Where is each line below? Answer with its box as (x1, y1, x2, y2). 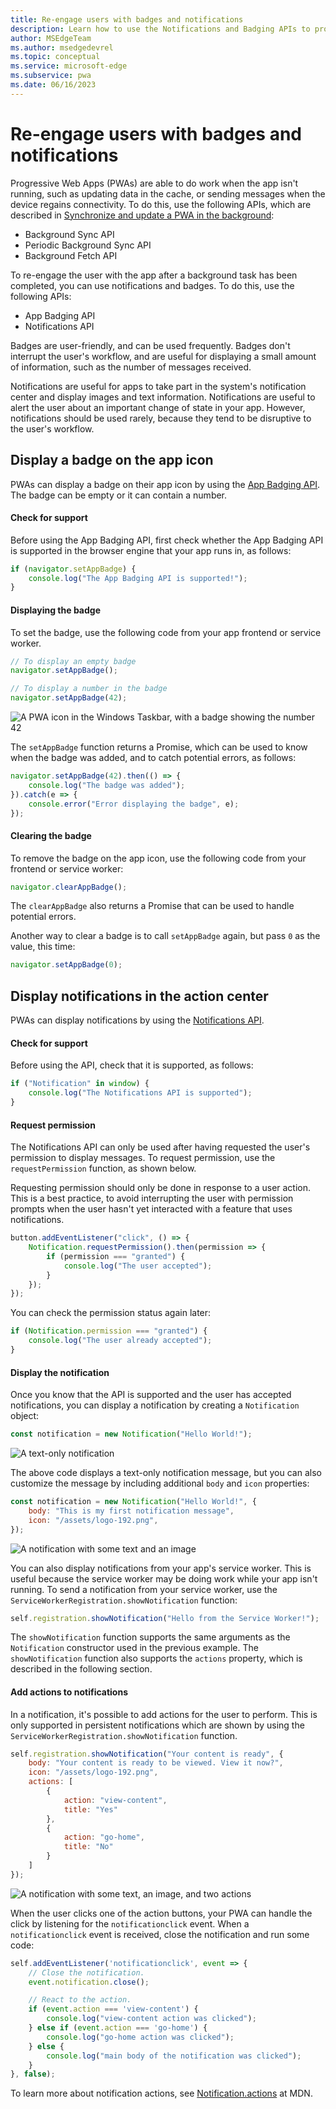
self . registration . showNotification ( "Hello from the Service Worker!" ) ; (10, 1613, 320, 1623)
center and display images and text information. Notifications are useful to (10, 391, 316, 403)
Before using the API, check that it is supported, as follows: (10, 1059, 254, 1071)
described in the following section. (10, 1663, 153, 1675)
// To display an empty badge (10, 656, 137, 666)
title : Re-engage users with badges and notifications (10, 14, 244, 25)
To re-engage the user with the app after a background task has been (10, 269, 298, 281)
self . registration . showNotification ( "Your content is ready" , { (10, 1749, 284, 1759)
